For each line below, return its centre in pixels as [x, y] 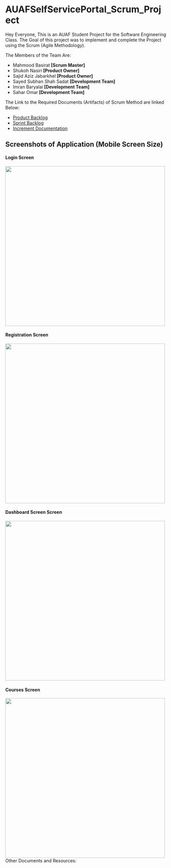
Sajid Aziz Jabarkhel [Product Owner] [53, 76]
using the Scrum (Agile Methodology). [45, 45]
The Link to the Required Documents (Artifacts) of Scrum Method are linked [85, 102]
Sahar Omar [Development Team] [48, 92]
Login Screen [20, 157]
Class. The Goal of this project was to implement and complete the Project [83, 40]
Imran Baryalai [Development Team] [51, 87]
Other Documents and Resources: [41, 861]
